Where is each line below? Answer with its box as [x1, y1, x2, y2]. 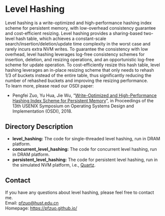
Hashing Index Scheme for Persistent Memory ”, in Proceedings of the [12, 97, 154, 103]
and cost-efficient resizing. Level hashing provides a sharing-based [5, 30, 143, 36]
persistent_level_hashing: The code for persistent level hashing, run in [12, 157, 158, 163]
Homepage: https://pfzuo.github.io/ [5, 205, 78, 211]
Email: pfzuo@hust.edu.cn [5, 200, 59, 206]
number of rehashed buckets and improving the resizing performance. [5, 78, 148, 84]
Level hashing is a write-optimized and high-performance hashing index [5, 20, 152, 26]
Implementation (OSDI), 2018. [12, 108, 73, 114]
